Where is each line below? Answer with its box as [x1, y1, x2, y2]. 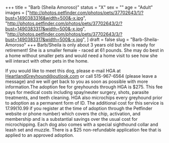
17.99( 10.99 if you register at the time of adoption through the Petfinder [5, 106, 153, 111]
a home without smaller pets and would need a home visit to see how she [5, 53, 158, 59]
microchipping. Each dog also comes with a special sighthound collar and [5, 121, 158, 127]
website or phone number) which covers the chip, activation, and [5, 111, 141, 117]
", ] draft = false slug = [82, 36, 130, 42]
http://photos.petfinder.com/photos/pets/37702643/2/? [7, 20, 123, 26]
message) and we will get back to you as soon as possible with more [5, 78, 148, 84]
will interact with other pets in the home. [5, 58, 89, 64]
